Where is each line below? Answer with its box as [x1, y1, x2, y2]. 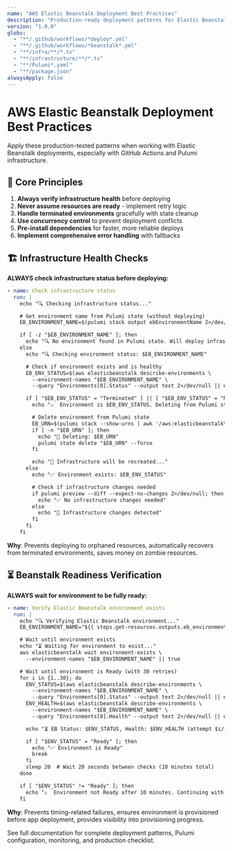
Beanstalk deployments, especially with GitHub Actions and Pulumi [7, 149, 197, 157]
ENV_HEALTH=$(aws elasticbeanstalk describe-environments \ [25, 700, 202, 707]
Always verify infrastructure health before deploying [17, 195, 171, 203]
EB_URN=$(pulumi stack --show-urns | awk [32, 420, 153, 427]
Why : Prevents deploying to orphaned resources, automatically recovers [7, 541, 214, 549]
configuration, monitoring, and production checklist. [7, 836, 155, 844]
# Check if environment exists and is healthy [25, 363, 162, 370]
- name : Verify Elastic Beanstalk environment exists [7, 604, 166, 611]
